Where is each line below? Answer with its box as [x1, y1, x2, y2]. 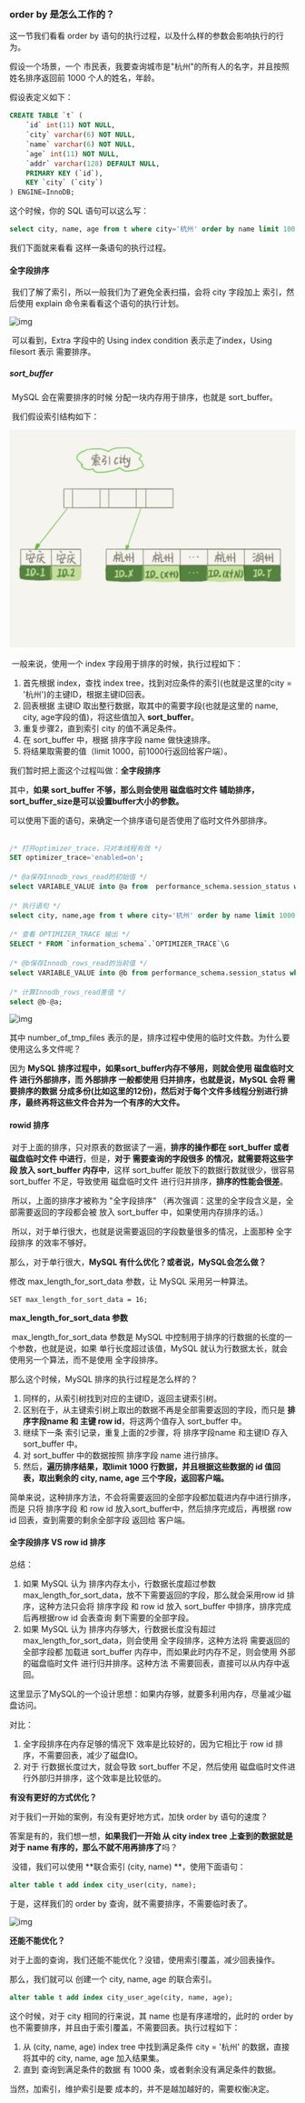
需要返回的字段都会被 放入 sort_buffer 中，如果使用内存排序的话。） [16, 1207, 269, 1217]
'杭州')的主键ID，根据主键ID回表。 [22, 688, 151, 699]
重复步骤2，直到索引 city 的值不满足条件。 [22, 723, 182, 734]
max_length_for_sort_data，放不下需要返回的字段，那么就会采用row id [22, 1589, 285, 1600]
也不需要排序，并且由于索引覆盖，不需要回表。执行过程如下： [9, 2021, 241, 2033]
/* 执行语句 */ [9, 901, 62, 910]
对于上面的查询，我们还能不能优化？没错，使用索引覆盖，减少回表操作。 [9, 1954, 280, 1965]
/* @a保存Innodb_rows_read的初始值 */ [9, 873, 148, 882]
